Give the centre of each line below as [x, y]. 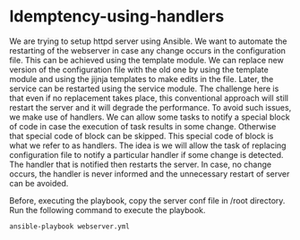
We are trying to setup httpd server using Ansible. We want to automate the [148, 41]
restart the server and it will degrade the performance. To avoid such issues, [150, 107]
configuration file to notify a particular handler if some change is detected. [146, 154]
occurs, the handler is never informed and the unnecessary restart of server [150, 174]
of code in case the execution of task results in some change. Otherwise [143, 126]
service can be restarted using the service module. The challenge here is [144, 88]
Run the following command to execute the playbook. [107, 210]
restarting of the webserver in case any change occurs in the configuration [148, 50]
